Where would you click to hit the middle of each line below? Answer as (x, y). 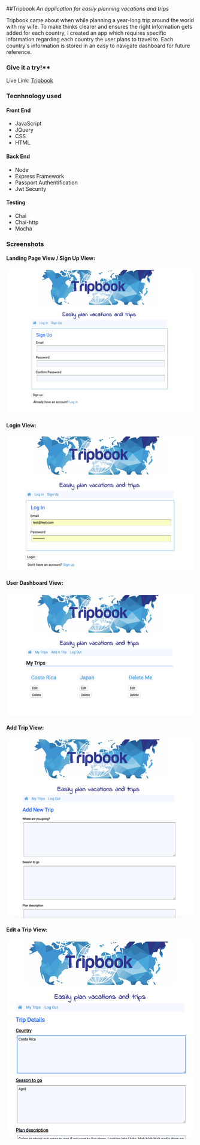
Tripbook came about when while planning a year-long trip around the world (100, 20)
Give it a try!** (28, 67)
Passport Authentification (46, 183)
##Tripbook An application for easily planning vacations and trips (87, 9)
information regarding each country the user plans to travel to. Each (90, 39)
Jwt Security (31, 189)
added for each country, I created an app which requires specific (86, 33)
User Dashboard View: (35, 583)
